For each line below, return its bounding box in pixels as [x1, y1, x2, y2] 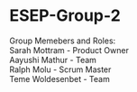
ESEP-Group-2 [9, 5, 122, 26]
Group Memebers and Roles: [9, 35, 116, 46]
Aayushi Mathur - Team [9, 54, 97, 65]
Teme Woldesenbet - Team [9, 73, 110, 84]
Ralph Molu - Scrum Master [9, 64, 112, 75]
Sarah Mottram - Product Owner [9, 44, 129, 55]
